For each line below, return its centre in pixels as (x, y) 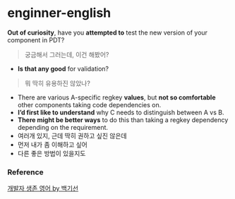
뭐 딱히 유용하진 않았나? (57, 83)
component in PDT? (36, 40)
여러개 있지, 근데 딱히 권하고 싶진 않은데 (72, 135)
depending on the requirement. (62, 127)
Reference (25, 172)
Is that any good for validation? (63, 68)
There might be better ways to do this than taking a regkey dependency (123, 120)
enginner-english (59, 13)
